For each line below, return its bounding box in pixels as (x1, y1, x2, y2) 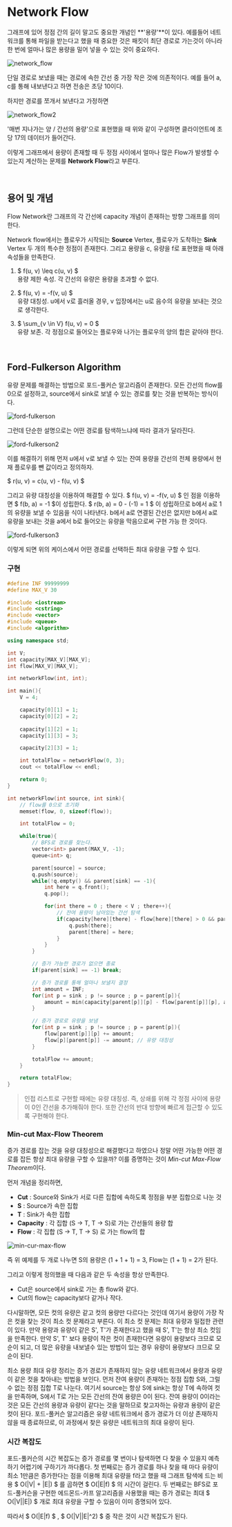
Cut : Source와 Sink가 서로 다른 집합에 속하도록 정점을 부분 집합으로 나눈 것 (17, 1193, 222, 1201)
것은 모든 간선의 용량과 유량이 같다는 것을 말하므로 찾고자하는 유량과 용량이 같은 (7, 1400, 221, 1409)
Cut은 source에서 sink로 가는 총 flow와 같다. (17, 1285, 139, 1293)
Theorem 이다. (7, 1163, 46, 1171)
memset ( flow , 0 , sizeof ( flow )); (19, 807, 113, 815)
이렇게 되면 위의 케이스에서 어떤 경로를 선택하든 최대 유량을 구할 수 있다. (7, 545, 200, 554)
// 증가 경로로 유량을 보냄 (32, 1018, 98, 1025)
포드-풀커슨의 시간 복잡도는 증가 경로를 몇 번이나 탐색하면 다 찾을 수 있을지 (7, 1454, 207, 1462)
